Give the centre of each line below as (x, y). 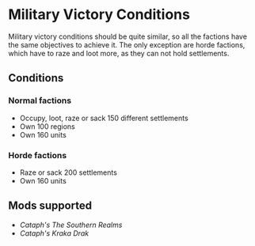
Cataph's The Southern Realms (71, 225)
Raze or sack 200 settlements (68, 172)
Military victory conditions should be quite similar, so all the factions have (128, 36)
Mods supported (50, 206)
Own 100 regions (47, 126)
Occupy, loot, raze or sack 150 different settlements (104, 118)
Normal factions (40, 100)
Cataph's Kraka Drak (54, 233)
